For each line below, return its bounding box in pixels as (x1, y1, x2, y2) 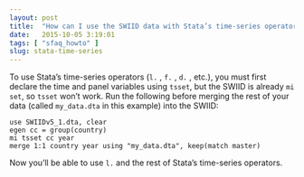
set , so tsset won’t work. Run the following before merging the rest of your (9, 91, 290, 102)
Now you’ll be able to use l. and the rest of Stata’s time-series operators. (9, 157, 283, 168)
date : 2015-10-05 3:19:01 (9, 30, 116, 39)
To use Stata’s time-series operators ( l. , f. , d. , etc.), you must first (9, 71, 267, 82)
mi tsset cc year (9, 134, 75, 143)
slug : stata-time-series (9, 47, 103, 56)
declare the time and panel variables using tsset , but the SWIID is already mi (9, 81, 295, 92)
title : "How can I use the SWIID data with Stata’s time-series (9, 22, 261, 31)
